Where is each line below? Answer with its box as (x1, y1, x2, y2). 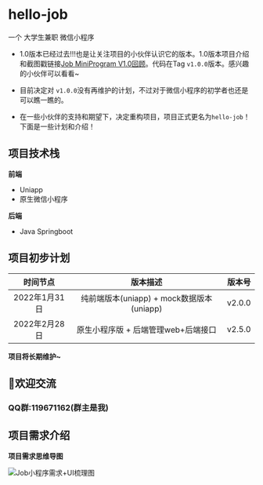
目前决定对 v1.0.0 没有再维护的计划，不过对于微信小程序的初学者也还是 (19, 85, 249, 95)
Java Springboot (19, 226, 74, 236)
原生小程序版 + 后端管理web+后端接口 (77, 324, 217, 335)
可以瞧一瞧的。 (19, 95, 68, 104)
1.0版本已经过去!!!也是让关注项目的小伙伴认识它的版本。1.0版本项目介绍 (19, 49, 250, 58)
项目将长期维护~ (8, 352, 61, 361)
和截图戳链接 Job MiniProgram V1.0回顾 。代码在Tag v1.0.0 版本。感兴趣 (19, 59, 249, 68)
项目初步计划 (8, 251, 70, 264)
